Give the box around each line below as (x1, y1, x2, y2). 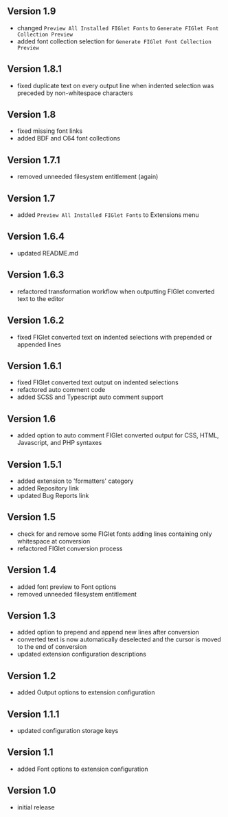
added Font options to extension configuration (16, 765, 148, 773)
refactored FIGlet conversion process (16, 544, 123, 552)
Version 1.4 (7, 564, 57, 576)
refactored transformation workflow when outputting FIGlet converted (16, 287, 215, 296)
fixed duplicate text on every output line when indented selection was (16, 81, 214, 90)
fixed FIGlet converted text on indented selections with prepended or (16, 333, 213, 341)
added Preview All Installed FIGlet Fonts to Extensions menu (16, 211, 199, 219)
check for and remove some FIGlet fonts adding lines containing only (16, 530, 212, 538)
